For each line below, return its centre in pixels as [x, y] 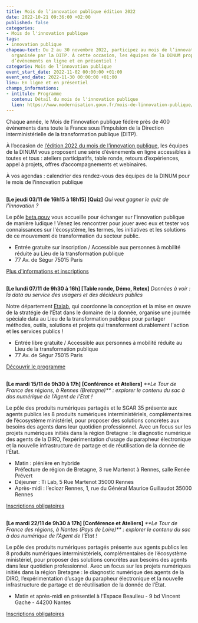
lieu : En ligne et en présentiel [47, 83]
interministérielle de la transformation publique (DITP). [72, 134]
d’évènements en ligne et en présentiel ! [64, 61]
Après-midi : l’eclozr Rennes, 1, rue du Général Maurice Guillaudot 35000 [103, 488]
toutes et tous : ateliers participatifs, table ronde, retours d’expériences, [93, 158]
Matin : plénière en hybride [47, 463]
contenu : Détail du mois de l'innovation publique [75, 99]
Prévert [24, 476]
